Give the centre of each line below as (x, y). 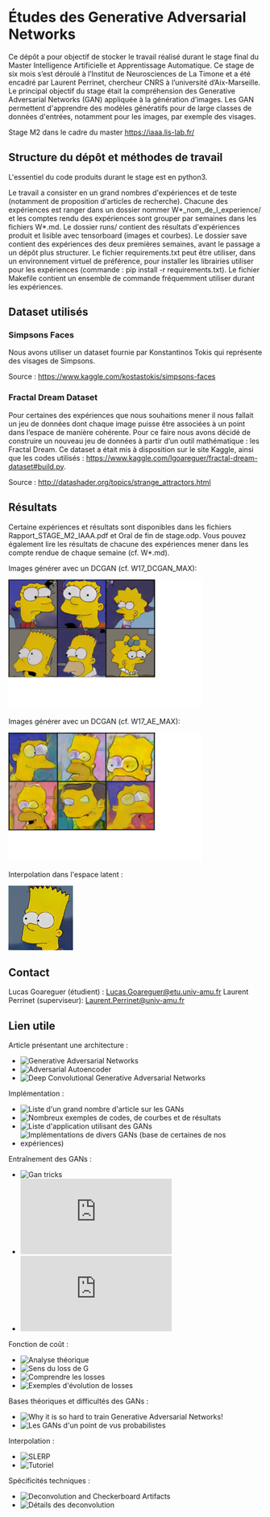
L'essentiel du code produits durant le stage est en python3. (108, 176)
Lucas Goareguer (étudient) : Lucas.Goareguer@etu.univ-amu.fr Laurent (129, 992)
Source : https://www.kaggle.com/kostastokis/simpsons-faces (112, 377)
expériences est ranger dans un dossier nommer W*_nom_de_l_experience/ (135, 209)
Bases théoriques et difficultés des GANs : (79, 1401)
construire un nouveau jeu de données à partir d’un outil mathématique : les (134, 441)
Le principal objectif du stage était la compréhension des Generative (122, 91)
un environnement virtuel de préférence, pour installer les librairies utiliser (131, 261)
